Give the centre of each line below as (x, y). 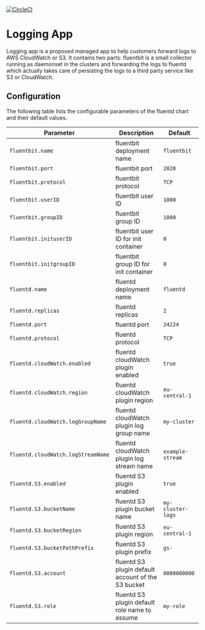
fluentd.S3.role (33, 606)
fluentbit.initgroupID (42, 264)
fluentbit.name (31, 151)
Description (136, 133)
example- (176, 451)
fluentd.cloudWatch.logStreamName (59, 454)
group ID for (132, 264)
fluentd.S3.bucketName (42, 509)
